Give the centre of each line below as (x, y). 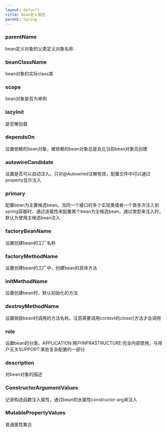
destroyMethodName (32, 306)
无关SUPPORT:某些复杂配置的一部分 (47, 349)
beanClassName (26, 62)
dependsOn (20, 137)
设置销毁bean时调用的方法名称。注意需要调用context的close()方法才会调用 (83, 318)
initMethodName (27, 281)
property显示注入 (23, 180)
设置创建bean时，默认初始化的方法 (42, 293)
